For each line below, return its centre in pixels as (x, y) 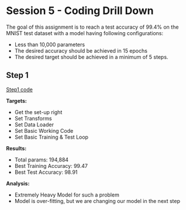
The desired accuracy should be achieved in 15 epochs (81, 50)
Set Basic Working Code (44, 130)
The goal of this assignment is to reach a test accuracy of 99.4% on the (92, 27)
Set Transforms (33, 118)
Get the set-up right (38, 112)
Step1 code (20, 89)
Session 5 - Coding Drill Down (80, 11)
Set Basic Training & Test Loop (51, 137)
